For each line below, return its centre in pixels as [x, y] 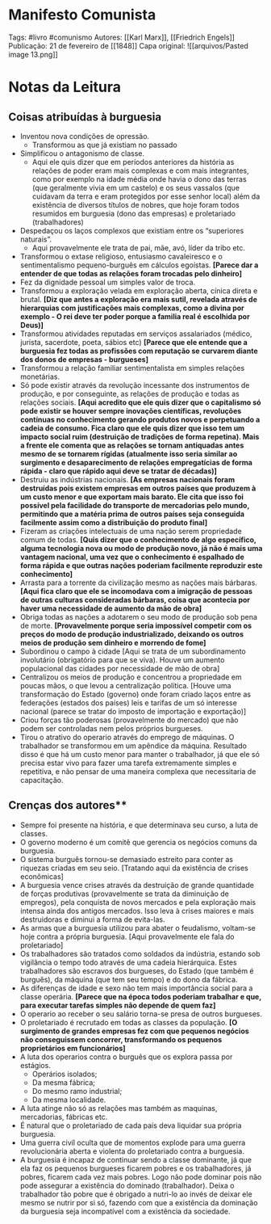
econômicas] [42, 876]
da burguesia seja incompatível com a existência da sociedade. [125, 1211]
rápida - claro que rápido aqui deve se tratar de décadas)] [119, 471]
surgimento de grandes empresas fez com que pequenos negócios [135, 1031]
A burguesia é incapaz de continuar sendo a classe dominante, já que [136, 1159]
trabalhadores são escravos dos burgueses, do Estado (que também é [137, 970]
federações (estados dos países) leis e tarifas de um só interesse [129, 702]
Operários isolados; [65, 1074]
